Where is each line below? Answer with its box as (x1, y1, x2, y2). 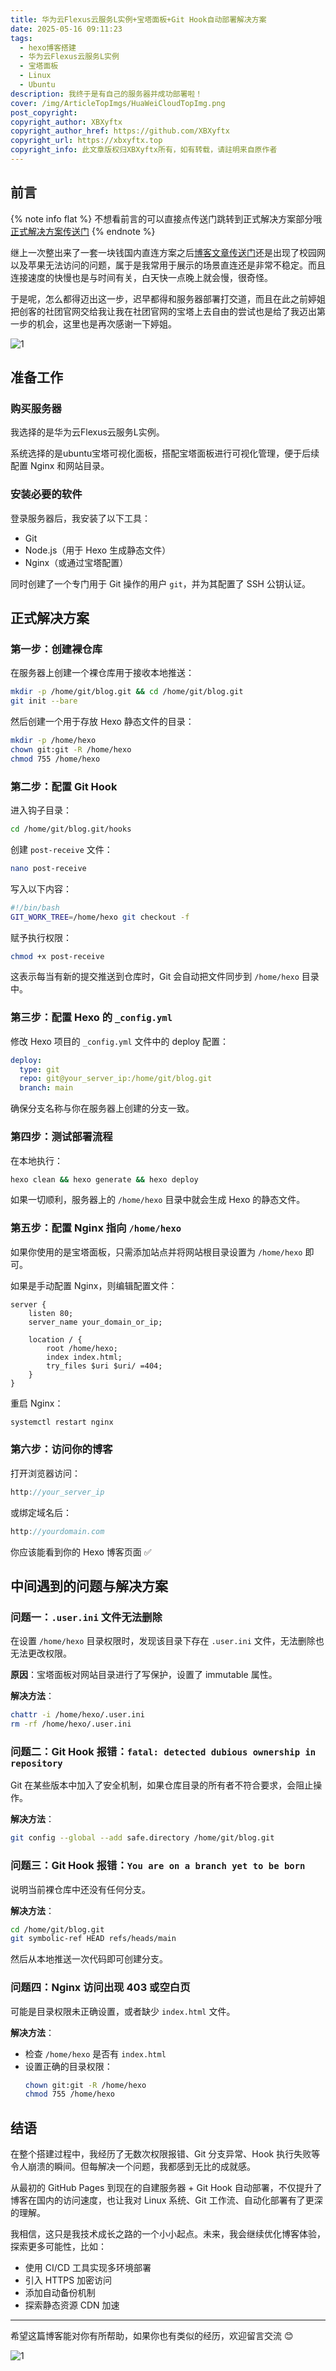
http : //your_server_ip (10, 1487, 105, 1497)
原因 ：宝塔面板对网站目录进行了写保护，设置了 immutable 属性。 (10, 1669, 278, 1681)
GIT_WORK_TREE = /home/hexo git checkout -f (10, 912, 190, 922)
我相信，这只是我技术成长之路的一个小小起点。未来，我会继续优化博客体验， (10, 2228, 326, 2240)
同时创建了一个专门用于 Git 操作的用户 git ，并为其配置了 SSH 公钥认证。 (10, 577, 311, 590)
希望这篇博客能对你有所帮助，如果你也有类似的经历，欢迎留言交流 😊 (10, 2330, 294, 2342)
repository (10, 1757, 63, 1769)
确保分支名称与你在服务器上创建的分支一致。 (10, 1102, 195, 1115)
